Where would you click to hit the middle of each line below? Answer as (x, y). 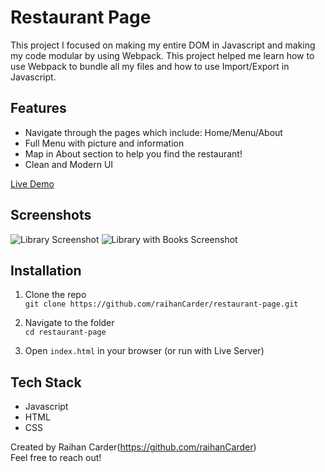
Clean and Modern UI (69, 164)
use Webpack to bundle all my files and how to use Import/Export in (150, 66)
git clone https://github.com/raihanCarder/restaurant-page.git (161, 304)
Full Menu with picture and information (104, 143)
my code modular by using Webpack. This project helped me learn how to (162, 55)
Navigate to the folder (69, 323)
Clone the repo (55, 295)
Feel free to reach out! (56, 458)
